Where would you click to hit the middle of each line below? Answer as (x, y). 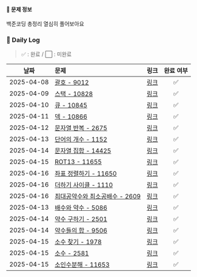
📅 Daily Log (23, 40)
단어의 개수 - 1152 (81, 139)
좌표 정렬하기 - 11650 (85, 173)
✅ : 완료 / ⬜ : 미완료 (46, 54)
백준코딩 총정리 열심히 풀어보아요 (45, 24)
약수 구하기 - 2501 (81, 219)
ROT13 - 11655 (78, 162)
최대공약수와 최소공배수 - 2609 (98, 196)
